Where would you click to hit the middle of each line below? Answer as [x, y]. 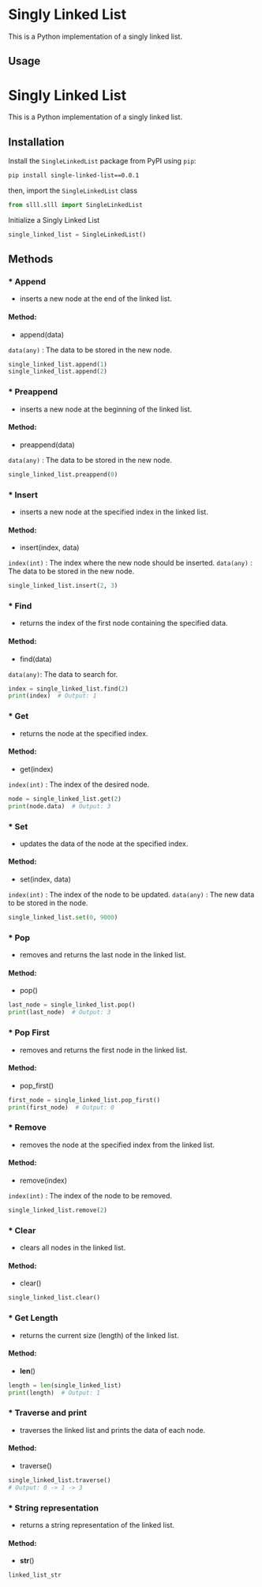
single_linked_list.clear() [54, 1298]
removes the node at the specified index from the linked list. [117, 1145]
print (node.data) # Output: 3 [60, 806]
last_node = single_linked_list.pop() [72, 1005]
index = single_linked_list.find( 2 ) [68, 689]
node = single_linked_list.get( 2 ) [65, 799]
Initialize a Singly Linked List [54, 220]
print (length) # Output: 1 [54, 1393]
